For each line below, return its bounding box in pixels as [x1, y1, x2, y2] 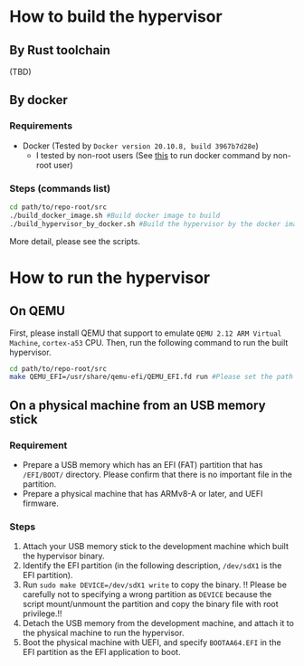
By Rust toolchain [9, 43, 111, 58]
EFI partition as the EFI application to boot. [22, 647, 181, 658]
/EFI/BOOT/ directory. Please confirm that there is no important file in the [22, 469, 292, 480]
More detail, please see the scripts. [9, 235, 141, 246]
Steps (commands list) [9, 182, 111, 195]
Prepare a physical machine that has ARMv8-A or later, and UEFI [22, 489, 263, 499]
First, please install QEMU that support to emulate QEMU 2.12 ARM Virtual [9, 328, 282, 338]
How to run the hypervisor [9, 267, 211, 288]
